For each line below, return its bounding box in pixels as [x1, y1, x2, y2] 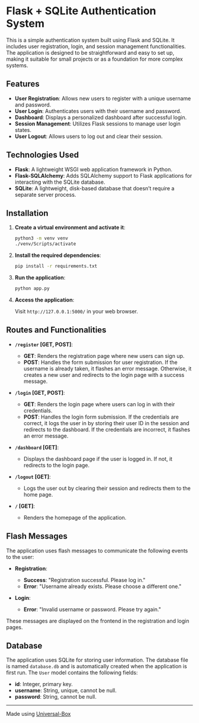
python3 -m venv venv [14, 235, 69, 241]
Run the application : [14, 274, 66, 281]
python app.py [14, 285, 50, 291]
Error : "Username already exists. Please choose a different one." [23, 583, 182, 590]
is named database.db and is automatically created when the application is [6, 663, 188, 670]
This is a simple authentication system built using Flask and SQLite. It [6, 36, 175, 43]
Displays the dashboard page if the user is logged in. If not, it [23, 455, 173, 462]
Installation [6, 208, 49, 218]
